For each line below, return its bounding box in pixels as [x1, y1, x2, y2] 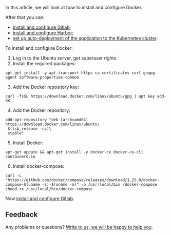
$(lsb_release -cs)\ [7, 126, 52, 131]
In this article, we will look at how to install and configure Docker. [5, 5, 143, 10]
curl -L [5, 173, 22, 178]
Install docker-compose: [12, 163, 65, 169]
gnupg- [143, 70, 158, 75]
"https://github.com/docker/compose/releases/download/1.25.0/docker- [5, 178, 160, 183]
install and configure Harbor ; [12, 30, 74, 35]
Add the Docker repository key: [12, 84, 79, 90]
